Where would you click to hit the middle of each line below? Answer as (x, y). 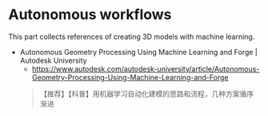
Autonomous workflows (90, 15)
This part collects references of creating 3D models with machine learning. (132, 37)
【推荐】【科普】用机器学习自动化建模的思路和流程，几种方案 (140, 94)
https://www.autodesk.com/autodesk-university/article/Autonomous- (146, 68)
